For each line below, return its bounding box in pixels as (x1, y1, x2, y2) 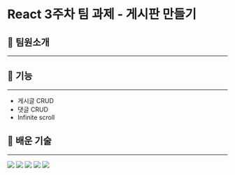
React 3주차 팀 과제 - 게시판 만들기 (7, 6, 197, 22)
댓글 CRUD (17, 105, 49, 114)
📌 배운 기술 (7, 135, 52, 147)
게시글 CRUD (17, 96, 55, 105)
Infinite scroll (17, 113, 55, 121)
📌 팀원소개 (7, 36, 50, 48)
